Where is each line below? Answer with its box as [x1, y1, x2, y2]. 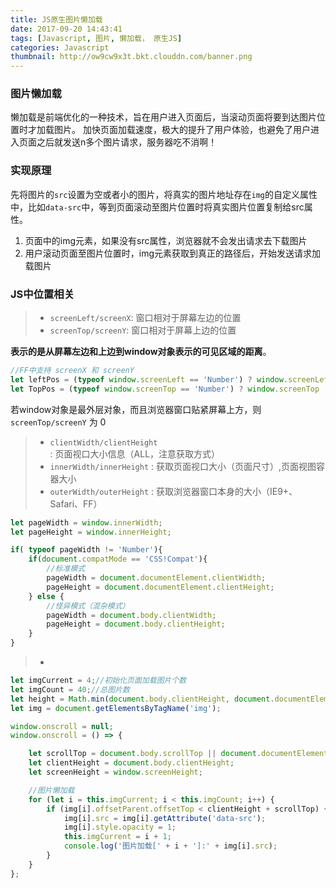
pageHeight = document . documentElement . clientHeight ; [46, 582, 275, 592]
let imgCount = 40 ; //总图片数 [10, 684, 130, 695]
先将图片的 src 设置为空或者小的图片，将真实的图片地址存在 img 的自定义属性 [10, 188, 318, 200]
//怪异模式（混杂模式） [46, 601, 130, 611]
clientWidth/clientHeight [49, 437, 158, 448]
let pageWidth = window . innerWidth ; [10, 517, 163, 528]
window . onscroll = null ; [10, 721, 114, 731]
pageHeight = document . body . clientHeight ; [46, 619, 226, 630]
